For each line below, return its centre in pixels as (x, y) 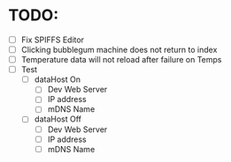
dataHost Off (58, 119)
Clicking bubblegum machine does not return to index (119, 50)
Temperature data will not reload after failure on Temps (121, 60)
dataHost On (58, 79)
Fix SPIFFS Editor (53, 40)
